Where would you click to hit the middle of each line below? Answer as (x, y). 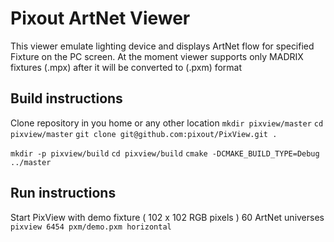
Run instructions (63, 193)
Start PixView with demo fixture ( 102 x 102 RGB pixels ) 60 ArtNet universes (167, 217)
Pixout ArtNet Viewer (100, 18)
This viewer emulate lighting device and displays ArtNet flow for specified (162, 46)
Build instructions (66, 98)
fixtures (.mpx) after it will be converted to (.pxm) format (126, 67)
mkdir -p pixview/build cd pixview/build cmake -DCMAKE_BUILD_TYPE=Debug (165, 153)
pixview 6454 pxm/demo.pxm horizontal (91, 227)
